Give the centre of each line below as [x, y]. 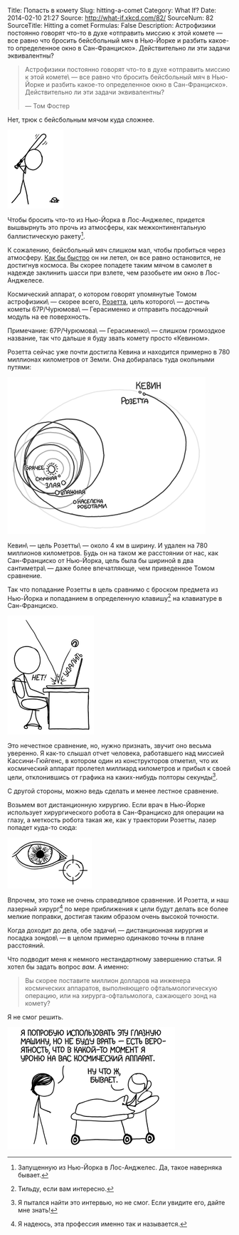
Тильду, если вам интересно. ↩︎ [66, 1189]
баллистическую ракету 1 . [46, 236]
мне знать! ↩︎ [38, 1210]
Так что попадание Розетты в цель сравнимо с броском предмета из [113, 589]
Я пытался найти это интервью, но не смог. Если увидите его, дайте [121, 1202]
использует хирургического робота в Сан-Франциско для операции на [116, 812]
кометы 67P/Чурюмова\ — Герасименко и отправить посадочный [108, 309]
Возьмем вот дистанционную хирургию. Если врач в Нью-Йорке [106, 804]
